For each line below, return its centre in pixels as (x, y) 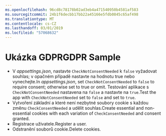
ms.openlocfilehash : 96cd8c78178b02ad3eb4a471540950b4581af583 (72, 10)
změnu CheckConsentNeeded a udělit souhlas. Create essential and (78, 108)
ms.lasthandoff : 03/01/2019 (34, 28)
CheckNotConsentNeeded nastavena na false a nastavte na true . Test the (84, 92)
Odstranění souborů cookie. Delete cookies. (56, 129)
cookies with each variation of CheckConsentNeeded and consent (96, 113)
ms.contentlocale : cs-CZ (31, 24)
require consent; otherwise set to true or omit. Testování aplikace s (81, 87)
